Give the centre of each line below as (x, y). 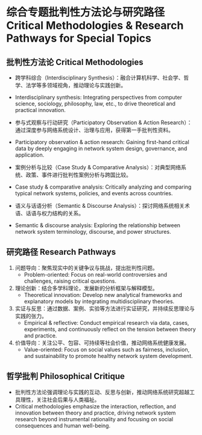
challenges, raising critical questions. (70, 281)
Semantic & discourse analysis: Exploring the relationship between (98, 225)
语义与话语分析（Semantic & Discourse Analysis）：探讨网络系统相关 (100, 206)
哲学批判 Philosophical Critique (66, 376)
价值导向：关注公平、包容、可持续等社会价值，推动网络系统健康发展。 (102, 343)
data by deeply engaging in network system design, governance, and (101, 149)
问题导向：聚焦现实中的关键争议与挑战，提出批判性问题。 (86, 268)
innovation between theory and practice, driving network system (95, 413)
